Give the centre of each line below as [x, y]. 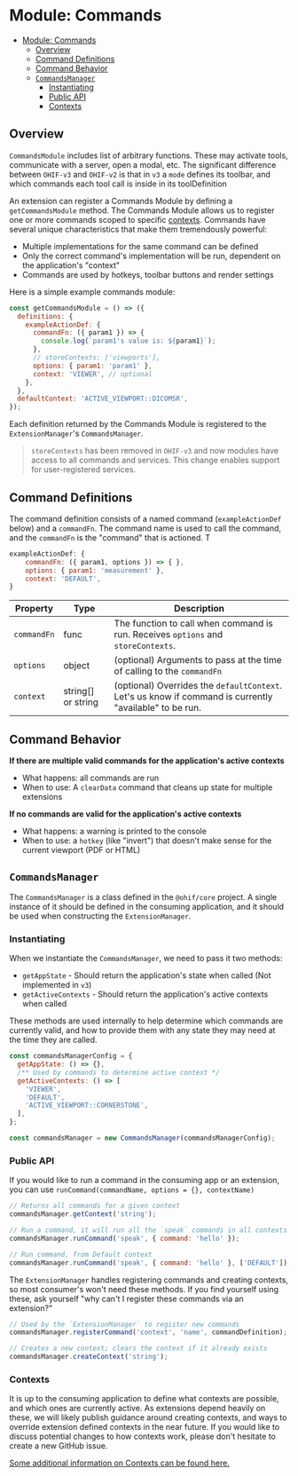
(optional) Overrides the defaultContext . [198, 686]
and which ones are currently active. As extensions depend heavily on [137, 1409]
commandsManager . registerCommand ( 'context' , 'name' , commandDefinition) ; [149, 1332]
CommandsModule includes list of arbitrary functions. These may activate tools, [149, 155]
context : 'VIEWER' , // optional [92, 374]
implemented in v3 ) [57, 985]
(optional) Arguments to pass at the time [198, 660]
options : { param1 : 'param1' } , [92, 366]
